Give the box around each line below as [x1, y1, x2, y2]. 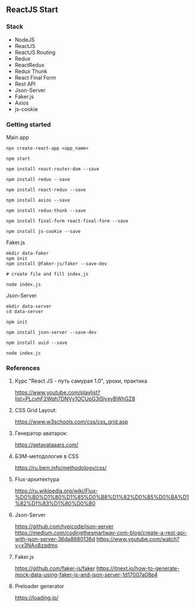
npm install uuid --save [6, 340, 68, 346]
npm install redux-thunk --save [6, 207, 86, 213]
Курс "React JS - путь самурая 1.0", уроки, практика [14, 377, 148, 385]
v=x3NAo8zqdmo [14, 542, 58, 549]
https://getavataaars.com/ [14, 441, 79, 448]
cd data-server [6, 308, 44, 314]
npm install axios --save [6, 197, 70, 203]
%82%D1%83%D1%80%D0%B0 [14, 500, 96, 507]
